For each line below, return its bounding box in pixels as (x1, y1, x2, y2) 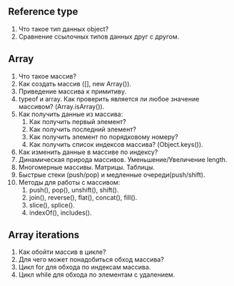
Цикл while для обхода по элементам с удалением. (18, 270, 175, 279)
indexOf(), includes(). (29, 208, 92, 217)
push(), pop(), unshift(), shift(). (29, 185, 119, 194)
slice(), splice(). (29, 200, 76, 209)
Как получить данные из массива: (18, 110, 123, 118)
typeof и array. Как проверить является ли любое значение (18, 94, 200, 103)
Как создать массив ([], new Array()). (18, 79, 131, 88)
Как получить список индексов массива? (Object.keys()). (29, 140, 203, 148)
